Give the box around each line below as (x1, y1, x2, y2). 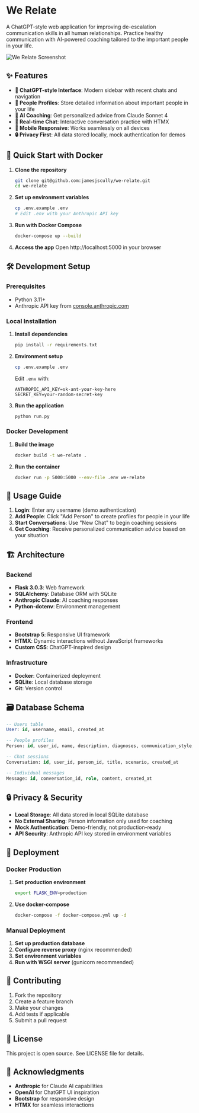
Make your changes (14, 1004, 63, 1011)
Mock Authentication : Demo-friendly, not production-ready (14, 824, 162, 831)
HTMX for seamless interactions (14, 1101, 94, 1109)
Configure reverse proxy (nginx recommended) (14, 946, 132, 953)
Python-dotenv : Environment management (14, 603, 120, 610)
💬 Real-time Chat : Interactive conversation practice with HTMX (14, 118, 169, 125)
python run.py (14, 413, 50, 419)
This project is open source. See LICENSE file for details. (6, 1050, 145, 1057)
